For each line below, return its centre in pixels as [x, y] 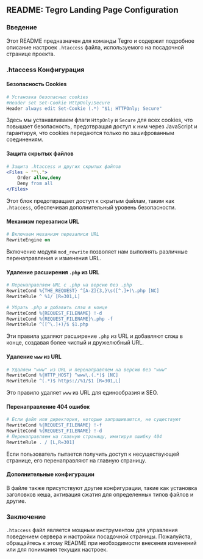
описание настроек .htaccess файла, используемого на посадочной [95, 47]
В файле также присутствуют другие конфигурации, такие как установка [102, 488]
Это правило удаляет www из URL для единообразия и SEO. [82, 393]
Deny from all [35, 184]
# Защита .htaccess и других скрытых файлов [64, 166]
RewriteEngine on [28, 240]
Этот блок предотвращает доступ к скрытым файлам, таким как [91, 201]
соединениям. [25, 139]
